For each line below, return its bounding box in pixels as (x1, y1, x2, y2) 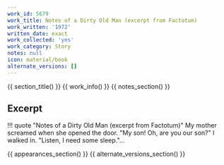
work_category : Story (7, 43, 71, 50)
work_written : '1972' (7, 23, 71, 30)
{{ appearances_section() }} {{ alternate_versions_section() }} (7, 149, 186, 159)
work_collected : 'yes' (7, 37, 74, 44)
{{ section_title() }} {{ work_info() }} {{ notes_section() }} (7, 82, 171, 90)
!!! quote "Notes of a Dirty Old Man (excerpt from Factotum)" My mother (7, 121, 217, 130)
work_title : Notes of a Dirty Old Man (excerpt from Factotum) (7, 17, 198, 24)
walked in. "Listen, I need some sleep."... (7, 136, 125, 145)
